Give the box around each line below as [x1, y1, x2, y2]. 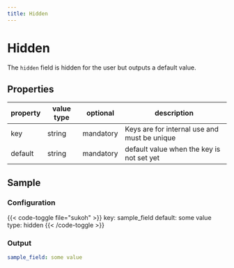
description [154, 109, 194, 118]
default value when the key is [125, 144, 221, 154]
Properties [7, 83, 54, 95]
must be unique [125, 133, 176, 143]
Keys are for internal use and [125, 125, 219, 134]
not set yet [125, 153, 160, 163]
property [10, 109, 41, 118]
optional [86, 109, 115, 118]
